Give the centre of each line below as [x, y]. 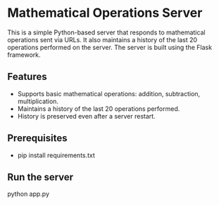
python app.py [29, 194]
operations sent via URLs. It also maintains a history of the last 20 [102, 39]
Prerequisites [37, 138]
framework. [24, 55]
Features [27, 77]
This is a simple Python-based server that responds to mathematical [106, 32]
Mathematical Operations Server [105, 13]
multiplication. [38, 101]
